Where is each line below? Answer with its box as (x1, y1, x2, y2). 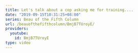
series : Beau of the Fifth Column (5, 17, 79, 22)
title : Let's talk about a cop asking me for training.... (5, 7, 134, 13)
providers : (5, 26, 29, 31)
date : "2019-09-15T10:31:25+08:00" (5, 12, 81, 17)
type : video (5, 40, 31, 45)
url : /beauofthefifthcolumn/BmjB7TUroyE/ (5, 21, 95, 27)
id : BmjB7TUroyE (14, 36, 50, 41)
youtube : (10, 31, 29, 36)
